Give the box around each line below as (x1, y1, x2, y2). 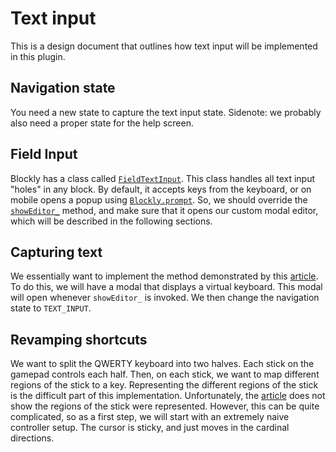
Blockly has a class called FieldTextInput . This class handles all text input (10, 172, 316, 184)
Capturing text (10, 243, 103, 261)
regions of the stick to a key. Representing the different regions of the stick (10, 379, 319, 391)
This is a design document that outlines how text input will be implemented (10, 40, 318, 52)
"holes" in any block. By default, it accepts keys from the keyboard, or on (10, 183, 312, 195)
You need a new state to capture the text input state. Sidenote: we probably (10, 106, 322, 118)
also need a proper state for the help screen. (10, 117, 194, 129)
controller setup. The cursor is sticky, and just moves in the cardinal (10, 422, 290, 434)
